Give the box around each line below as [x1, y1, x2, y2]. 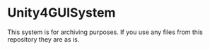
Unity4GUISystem [7, 5, 116, 21]
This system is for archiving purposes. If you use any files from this [7, 28, 203, 36]
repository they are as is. [7, 35, 80, 43]
